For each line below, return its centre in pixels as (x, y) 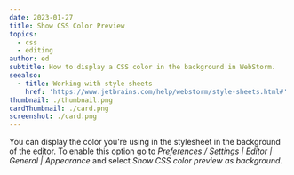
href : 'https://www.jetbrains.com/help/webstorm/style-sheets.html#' (157, 91)
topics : (24, 34)
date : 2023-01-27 (41, 17)
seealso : (25, 76)
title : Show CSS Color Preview (67, 26)
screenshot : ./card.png (53, 116)
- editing (35, 51)
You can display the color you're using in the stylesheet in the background (145, 142)
